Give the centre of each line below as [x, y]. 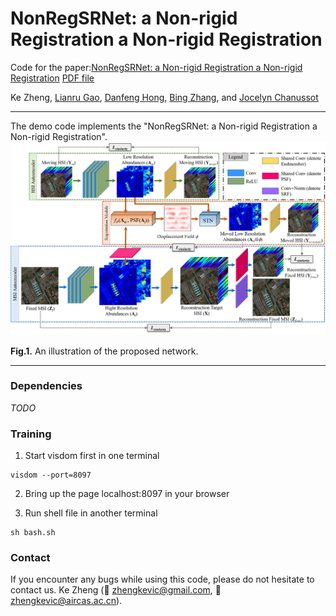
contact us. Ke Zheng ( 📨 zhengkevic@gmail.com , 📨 [116, 590]
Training [31, 434]
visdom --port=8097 [51, 475]
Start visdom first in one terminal [92, 456]
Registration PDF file [52, 78]
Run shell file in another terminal [91, 513]
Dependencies [46, 386]
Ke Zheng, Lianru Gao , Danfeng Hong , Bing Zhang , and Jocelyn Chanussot [164, 97]
